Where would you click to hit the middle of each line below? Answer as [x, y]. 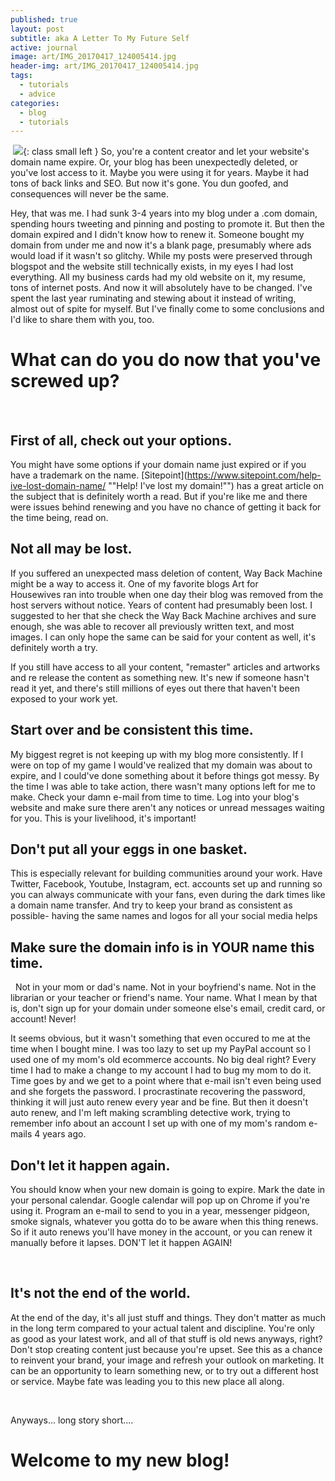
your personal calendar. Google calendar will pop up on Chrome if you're [160, 1200]
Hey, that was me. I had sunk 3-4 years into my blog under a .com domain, [164, 213]
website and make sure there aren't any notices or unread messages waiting [167, 807]
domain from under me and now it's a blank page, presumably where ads [161, 245]
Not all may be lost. [71, 549]
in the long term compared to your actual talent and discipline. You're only [162, 1328]
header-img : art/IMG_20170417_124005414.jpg [104, 66]
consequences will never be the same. [90, 194]
